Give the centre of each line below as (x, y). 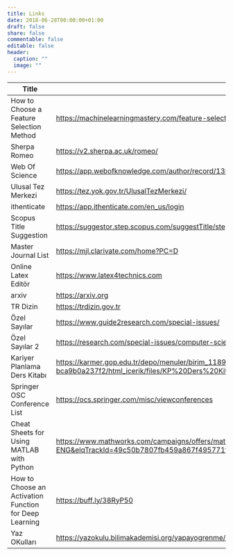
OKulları (24, 541)
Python (23, 467)
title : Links (26, 14)
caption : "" (31, 59)
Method (23, 135)
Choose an (28, 487)
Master (22, 246)
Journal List (30, 255)
